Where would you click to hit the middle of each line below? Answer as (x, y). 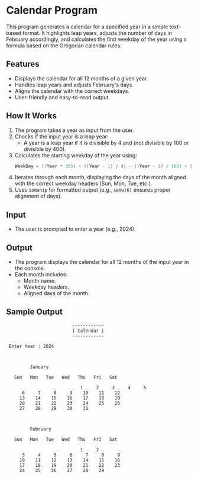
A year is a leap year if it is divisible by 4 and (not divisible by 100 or (106, 143)
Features (23, 64)
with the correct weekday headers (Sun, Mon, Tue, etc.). (83, 183)
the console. (30, 268)
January (39, 367)
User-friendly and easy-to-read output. (62, 97)
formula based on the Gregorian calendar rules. (64, 46)
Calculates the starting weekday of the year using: (76, 155)
